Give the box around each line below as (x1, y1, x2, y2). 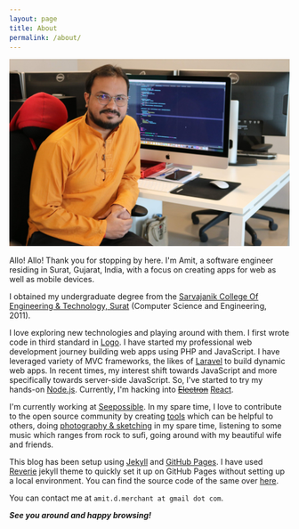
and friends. (9, 439, 54, 450)
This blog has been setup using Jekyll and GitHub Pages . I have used (9, 457, 263, 468)
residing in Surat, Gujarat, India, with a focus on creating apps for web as (9, 264, 277, 275)
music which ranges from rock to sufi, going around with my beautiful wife (9, 430, 282, 441)
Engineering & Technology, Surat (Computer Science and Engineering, (9, 301, 267, 312)
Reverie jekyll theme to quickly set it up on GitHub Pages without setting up (9, 466, 286, 476)
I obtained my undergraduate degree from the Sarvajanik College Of (9, 291, 259, 302)
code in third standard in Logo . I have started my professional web (9, 337, 253, 347)
